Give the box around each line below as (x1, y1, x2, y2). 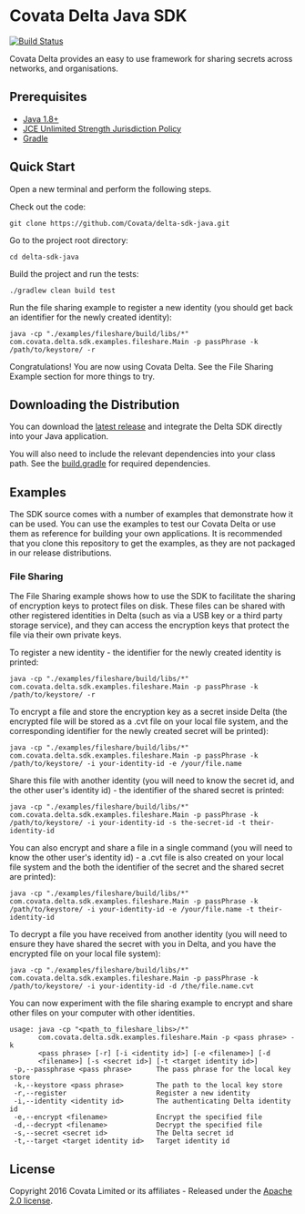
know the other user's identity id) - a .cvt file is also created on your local (9, 852, 284, 863)
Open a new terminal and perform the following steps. (9, 183, 212, 194)
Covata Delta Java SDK (9, 5, 188, 26)
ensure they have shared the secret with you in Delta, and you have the (9, 939, 277, 950)
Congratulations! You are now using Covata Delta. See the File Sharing (9, 361, 274, 372)
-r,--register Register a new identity (13, 1089, 250, 1098)
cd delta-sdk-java (9, 252, 79, 261)
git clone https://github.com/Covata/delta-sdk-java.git (9, 219, 230, 228)
